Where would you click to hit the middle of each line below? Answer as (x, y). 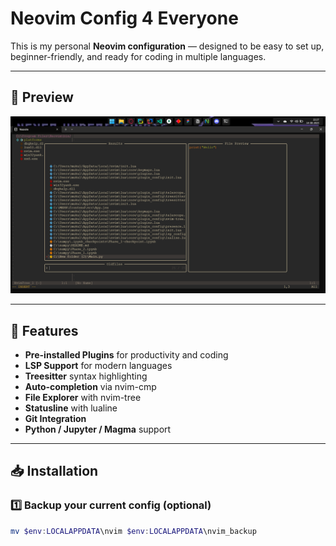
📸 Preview (42, 97)
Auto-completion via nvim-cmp (90, 387)
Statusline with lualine (71, 408)
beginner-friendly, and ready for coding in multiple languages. (138, 56)
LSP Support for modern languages (98, 366)
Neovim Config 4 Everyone (124, 18)
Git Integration (55, 419)
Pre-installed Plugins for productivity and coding (126, 355)
